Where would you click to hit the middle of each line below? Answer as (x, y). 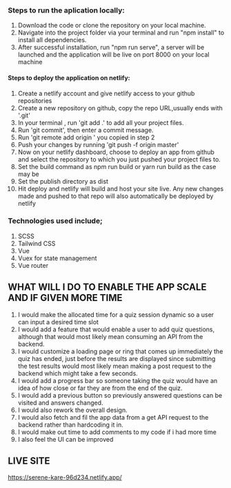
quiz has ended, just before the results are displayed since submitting (117, 358)
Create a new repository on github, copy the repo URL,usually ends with (120, 108)
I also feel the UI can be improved (66, 439)
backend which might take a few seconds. (78, 373)
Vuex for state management (57, 258)
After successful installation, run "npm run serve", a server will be (111, 48)
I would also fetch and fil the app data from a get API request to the (113, 417)
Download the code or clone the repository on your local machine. (112, 26)
